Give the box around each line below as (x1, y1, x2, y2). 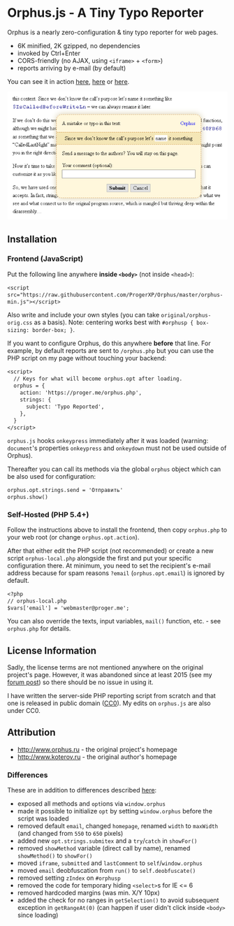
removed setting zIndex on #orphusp (17, 874, 121, 882)
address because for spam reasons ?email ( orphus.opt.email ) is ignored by (7, 569, 225, 577)
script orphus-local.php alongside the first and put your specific (7, 554, 192, 563)
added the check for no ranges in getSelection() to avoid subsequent (17, 896, 219, 904)
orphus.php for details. (7, 624, 71, 633)
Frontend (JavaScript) (7, 254, 84, 263)
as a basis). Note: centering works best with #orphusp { (34, 318, 194, 326)
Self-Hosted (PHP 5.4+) (7, 509, 89, 519)
